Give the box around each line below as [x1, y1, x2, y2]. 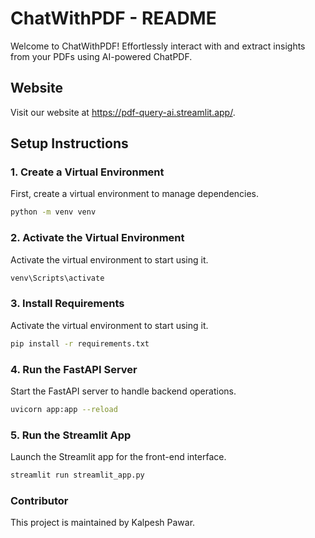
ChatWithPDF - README [10, 7, 217, 30]
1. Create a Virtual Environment [10, 165, 165, 179]
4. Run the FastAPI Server [10, 362, 138, 376]
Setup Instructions [10, 135, 129, 152]
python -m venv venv [10, 207, 97, 217]
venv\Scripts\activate [10, 273, 105, 283]
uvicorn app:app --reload [10, 404, 118, 414]
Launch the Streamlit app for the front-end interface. [10, 451, 227, 463]
